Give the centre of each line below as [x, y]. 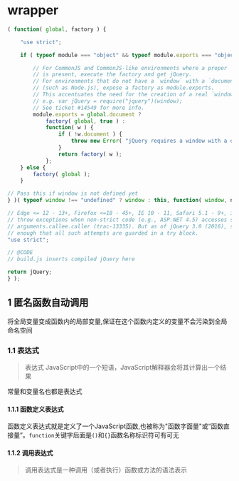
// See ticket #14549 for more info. [89, 108]
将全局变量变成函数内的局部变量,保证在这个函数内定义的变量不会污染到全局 [117, 321]
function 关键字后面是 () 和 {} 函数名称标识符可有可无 [104, 435]
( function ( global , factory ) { [57, 29]
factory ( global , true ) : [85, 121]
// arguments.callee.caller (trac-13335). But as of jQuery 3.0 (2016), [117, 226]
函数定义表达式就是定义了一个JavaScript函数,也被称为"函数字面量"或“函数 [116, 426]
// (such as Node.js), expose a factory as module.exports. [124, 88]
